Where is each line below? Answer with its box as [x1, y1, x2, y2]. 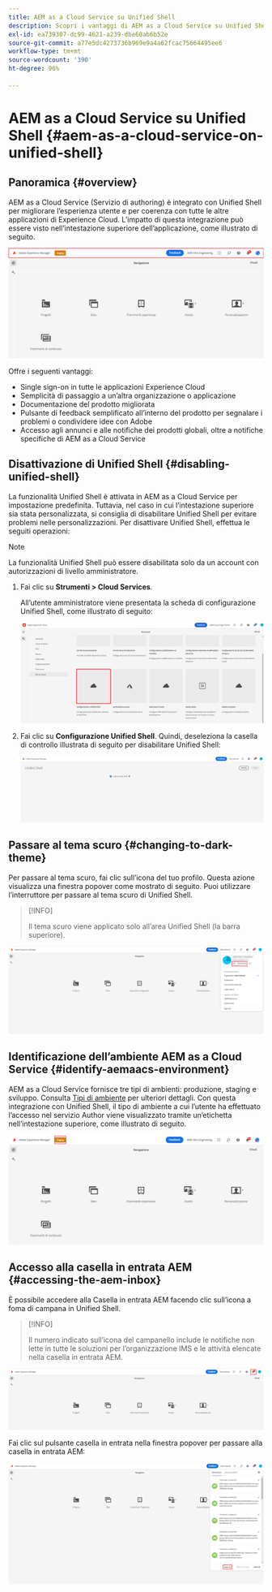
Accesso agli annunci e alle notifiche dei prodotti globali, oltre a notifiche [19, 425, 263, 434]
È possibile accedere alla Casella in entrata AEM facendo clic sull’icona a [8, 1295, 252, 1305]
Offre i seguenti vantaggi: [8, 366, 93, 376]
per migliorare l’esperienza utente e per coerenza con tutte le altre [8, 205, 229, 215]
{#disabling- [165, 457, 231, 471]
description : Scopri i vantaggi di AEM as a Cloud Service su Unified [8, 21, 252, 30]
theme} [8, 851, 47, 865]
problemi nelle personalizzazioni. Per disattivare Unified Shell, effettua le [8, 517, 251, 527]
